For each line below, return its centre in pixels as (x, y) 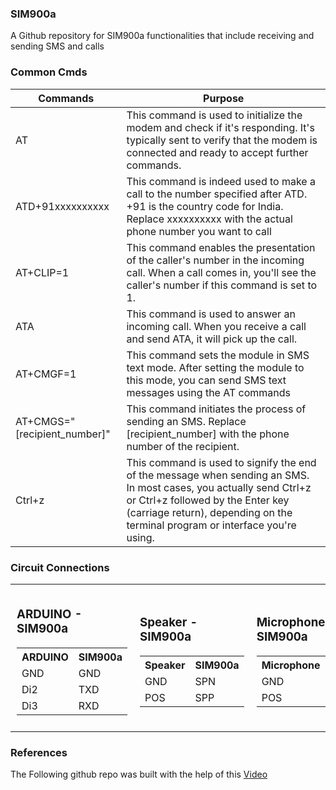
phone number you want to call (199, 231)
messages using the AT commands (208, 392)
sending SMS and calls (57, 46)
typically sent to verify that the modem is (222, 140)
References (39, 752)
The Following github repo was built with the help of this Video (139, 774)
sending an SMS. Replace (186, 421)
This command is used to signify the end (221, 462)
